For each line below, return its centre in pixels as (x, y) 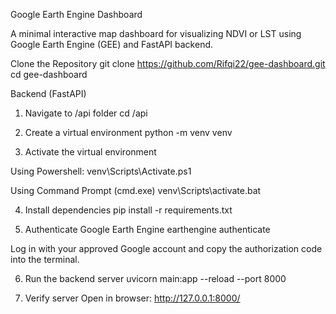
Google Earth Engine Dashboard (76, 14)
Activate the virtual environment (90, 152)
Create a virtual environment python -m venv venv (128, 132)
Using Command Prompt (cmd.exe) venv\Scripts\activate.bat (136, 190)
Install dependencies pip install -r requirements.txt (128, 210)
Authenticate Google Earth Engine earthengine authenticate (147, 229)
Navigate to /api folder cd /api (86, 113)
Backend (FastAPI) (48, 93)
